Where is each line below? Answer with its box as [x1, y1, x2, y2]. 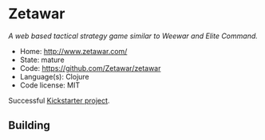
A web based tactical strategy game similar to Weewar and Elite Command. [8, 31, 258, 41]
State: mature [19, 55, 65, 64]
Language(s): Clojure [19, 72, 89, 81]
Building [8, 119, 50, 132]
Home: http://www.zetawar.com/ [19, 46, 128, 56]
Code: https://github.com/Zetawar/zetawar [19, 63, 161, 72]
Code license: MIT [19, 80, 81, 90]
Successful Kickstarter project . [8, 95, 110, 105]
